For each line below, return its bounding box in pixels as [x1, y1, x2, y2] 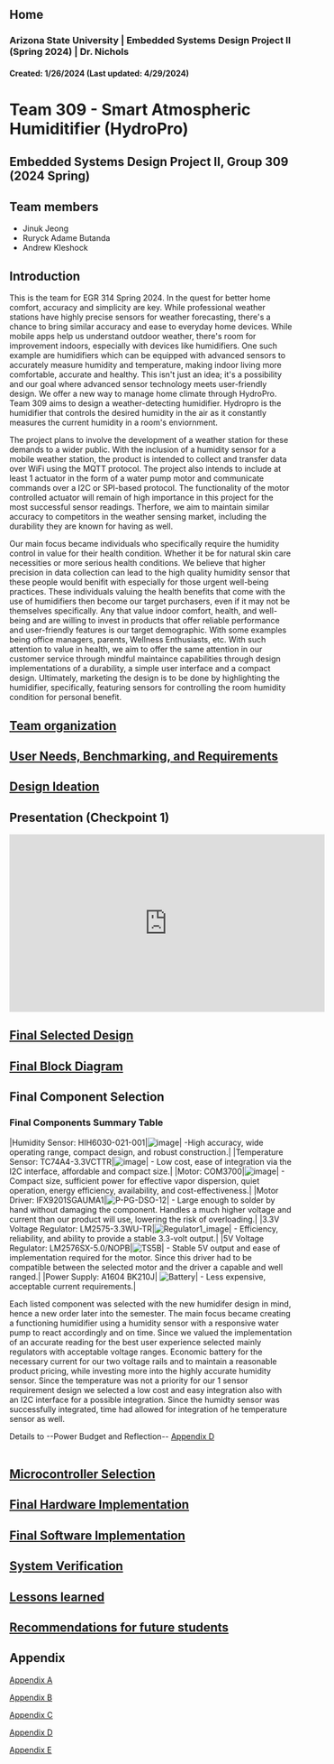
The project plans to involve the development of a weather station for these [9, 435, 289, 446]
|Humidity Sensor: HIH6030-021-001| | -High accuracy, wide [9, 1137, 264, 1148]
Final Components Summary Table [9, 1116, 164, 1129]
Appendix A [9, 1674, 53, 1685]
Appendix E [9, 1744, 52, 1755]
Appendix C [9, 1709, 54, 1720]
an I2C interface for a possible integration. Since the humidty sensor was [9, 1394, 281, 1405]
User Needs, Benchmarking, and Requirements [9, 748, 279, 763]
